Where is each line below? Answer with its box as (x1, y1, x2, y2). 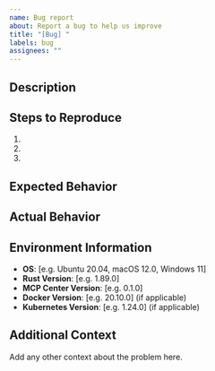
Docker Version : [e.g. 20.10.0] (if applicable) (21, 292, 187, 303)
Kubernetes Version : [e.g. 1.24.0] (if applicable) (21, 301, 200, 312)
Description (9, 80, 76, 95)
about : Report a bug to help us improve (9, 22, 163, 30)
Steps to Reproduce (9, 109, 123, 125)
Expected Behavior (9, 178, 118, 194)
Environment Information (9, 239, 152, 255)
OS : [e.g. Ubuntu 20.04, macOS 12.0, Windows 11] (21, 263, 207, 274)
